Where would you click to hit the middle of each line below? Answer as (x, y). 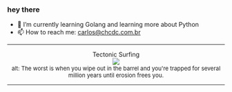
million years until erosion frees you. (116, 76)
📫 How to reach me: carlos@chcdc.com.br (79, 32)
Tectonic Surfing (116, 55)
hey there (23, 10)
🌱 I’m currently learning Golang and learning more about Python (108, 25)
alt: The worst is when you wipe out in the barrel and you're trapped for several (116, 69)
